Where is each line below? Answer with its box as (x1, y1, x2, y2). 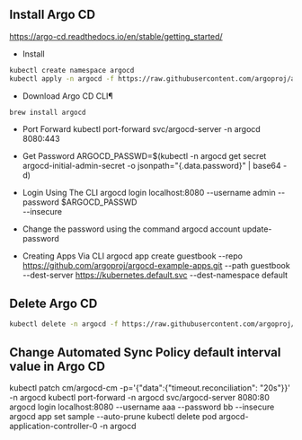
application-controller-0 (9, 420, 98, 431)
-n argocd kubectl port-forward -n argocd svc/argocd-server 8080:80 (9, 392, 270, 402)
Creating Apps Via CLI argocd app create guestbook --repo (22, 251, 243, 261)
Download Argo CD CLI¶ (22, 90, 114, 101)
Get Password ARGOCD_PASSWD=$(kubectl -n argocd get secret (22, 151, 267, 162)
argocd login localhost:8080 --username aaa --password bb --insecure (9, 401, 275, 412)
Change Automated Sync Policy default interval (9, 345, 281, 360)
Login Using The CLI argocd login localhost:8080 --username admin (22, 188, 276, 198)
